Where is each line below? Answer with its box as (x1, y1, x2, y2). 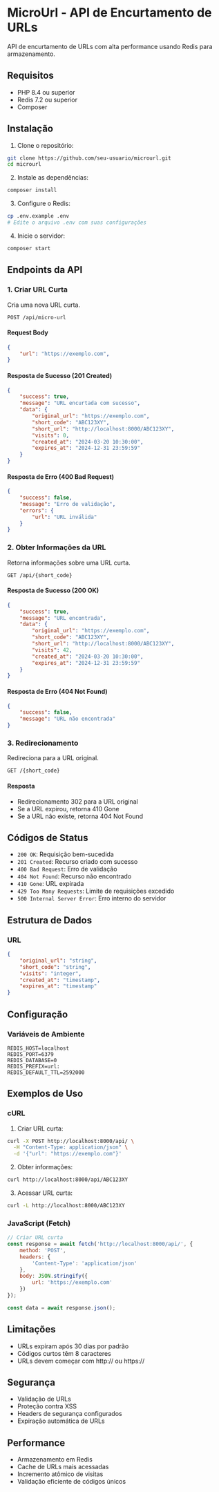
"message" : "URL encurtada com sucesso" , (19, 399, 140, 407)
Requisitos (7, 70, 54, 82)
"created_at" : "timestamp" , (19, 976, 100, 983)
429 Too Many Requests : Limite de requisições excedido (17, 887, 175, 896)
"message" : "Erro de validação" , (19, 500, 116, 507)
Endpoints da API (7, 264, 83, 276)
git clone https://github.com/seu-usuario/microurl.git (7, 154, 171, 162)
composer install (7, 187, 57, 194)
